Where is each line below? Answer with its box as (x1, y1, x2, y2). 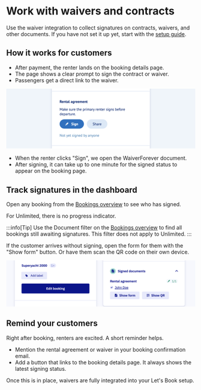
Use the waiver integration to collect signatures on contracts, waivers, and (6, 24, 190, 31)
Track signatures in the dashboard (6, 184, 137, 195)
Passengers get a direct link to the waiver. (14, 76, 119, 84)
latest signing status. (14, 365, 67, 372)
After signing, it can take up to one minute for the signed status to (14, 161, 178, 168)
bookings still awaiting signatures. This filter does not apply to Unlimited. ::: (6, 230, 192, 238)
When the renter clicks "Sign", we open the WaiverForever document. (14, 154, 187, 162)
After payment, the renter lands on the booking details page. (14, 64, 164, 71)
